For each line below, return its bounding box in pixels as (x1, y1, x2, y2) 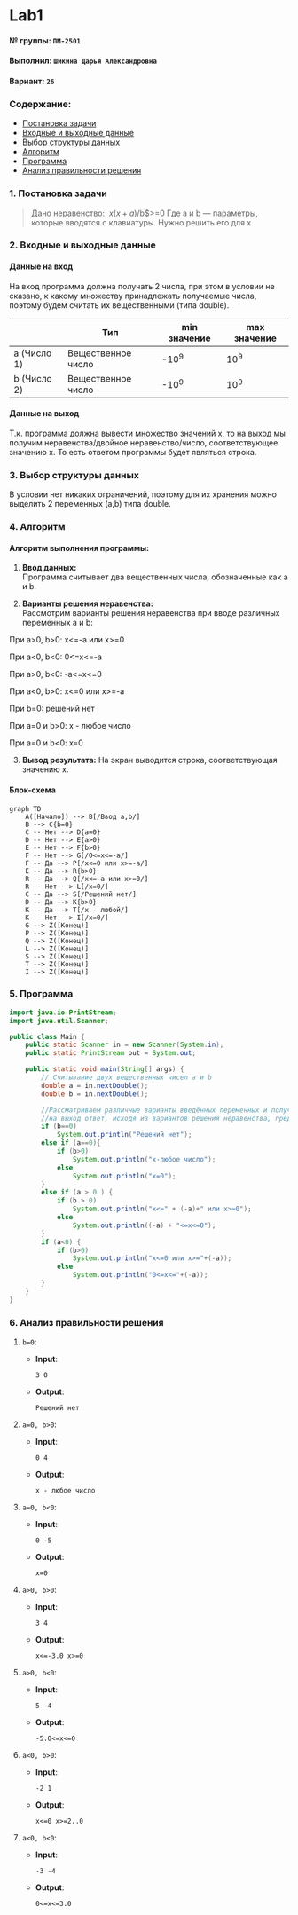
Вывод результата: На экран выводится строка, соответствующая (21, 755, 278, 766)
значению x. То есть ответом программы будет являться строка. (9, 446, 257, 457)
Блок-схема (9, 784, 56, 795)
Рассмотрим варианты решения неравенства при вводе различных (21, 608, 280, 619)
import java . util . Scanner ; (9, 1016, 109, 1025)
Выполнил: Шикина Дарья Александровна (9, 55, 158, 67)
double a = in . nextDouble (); (41, 1081, 149, 1090)
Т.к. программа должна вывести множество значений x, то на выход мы (9, 428, 286, 438)
